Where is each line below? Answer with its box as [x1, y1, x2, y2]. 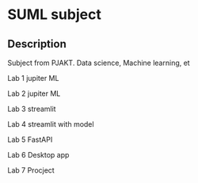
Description [7, 37, 67, 51]
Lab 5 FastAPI [7, 135, 53, 144]
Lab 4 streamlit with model [7, 120, 94, 128]
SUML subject [7, 6, 102, 24]
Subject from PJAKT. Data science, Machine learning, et [7, 58, 191, 67]
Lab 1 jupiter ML [7, 74, 59, 82]
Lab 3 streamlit [7, 105, 56, 113]
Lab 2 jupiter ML [7, 89, 61, 98]
